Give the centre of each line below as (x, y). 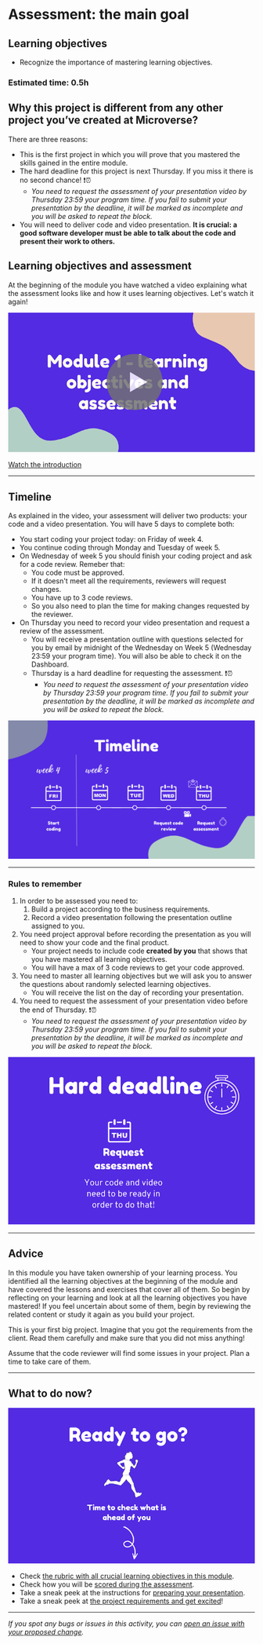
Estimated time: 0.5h (49, 82)
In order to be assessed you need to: (79, 901)
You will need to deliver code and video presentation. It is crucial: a (128, 225)
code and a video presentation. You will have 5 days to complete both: (121, 524)
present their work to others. (67, 241)
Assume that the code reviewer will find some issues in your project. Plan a (129, 1353)
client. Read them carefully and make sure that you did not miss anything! (126, 1338)
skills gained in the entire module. (74, 163)
